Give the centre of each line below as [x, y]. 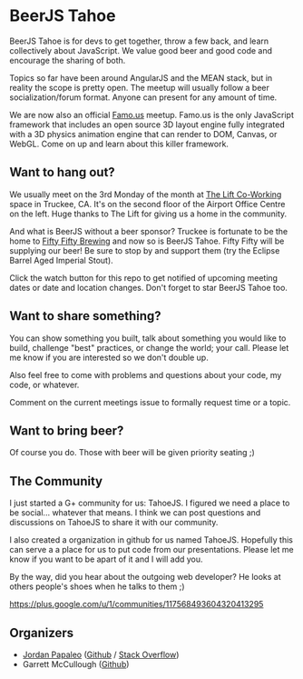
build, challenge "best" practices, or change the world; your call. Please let [149, 347]
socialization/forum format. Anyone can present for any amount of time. [143, 97]
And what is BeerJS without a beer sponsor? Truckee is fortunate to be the [149, 231]
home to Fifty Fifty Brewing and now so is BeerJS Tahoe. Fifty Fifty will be [147, 241]
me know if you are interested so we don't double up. [109, 357]
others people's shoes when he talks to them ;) [97, 586]
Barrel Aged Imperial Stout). [61, 260]
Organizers [42, 633]
